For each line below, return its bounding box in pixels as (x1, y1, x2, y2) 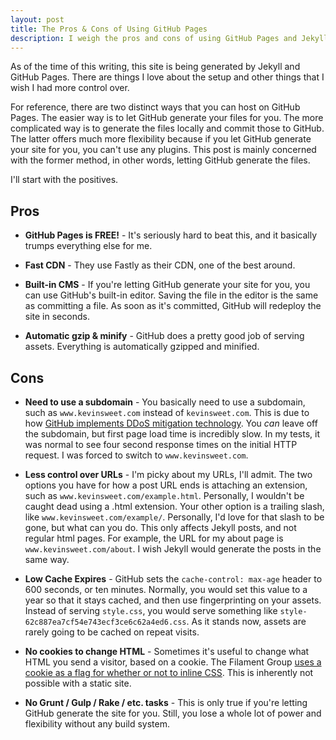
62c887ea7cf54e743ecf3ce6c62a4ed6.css (24, 617, 187, 627)
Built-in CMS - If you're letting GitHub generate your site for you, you (24, 279, 311, 291)
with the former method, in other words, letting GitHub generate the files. (10, 154, 311, 166)
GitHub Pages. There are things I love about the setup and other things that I (10, 71, 325, 83)
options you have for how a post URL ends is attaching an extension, (24, 479, 308, 491)
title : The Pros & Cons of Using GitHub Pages (10, 24, 208, 34)
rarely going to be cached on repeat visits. (24, 626, 200, 638)
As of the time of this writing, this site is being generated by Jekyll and (10, 61, 301, 73)
